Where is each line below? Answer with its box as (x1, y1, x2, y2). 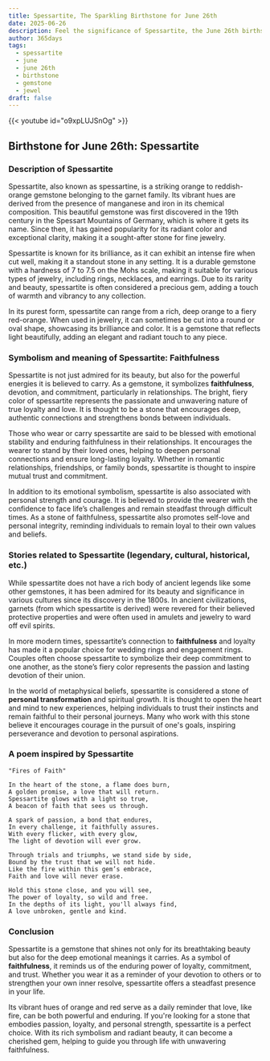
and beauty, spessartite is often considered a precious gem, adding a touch (8, 282, 259, 292)
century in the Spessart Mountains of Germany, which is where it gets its (8, 215, 249, 225)
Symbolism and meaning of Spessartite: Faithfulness (8, 352, 220, 363)
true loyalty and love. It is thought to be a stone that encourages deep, (8, 405, 241, 414)
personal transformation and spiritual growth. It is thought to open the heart (8, 694, 262, 704)
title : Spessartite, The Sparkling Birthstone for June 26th (8, 11, 218, 20)
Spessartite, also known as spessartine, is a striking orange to (8, 182, 214, 191)
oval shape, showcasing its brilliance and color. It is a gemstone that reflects (8, 323, 261, 333)
